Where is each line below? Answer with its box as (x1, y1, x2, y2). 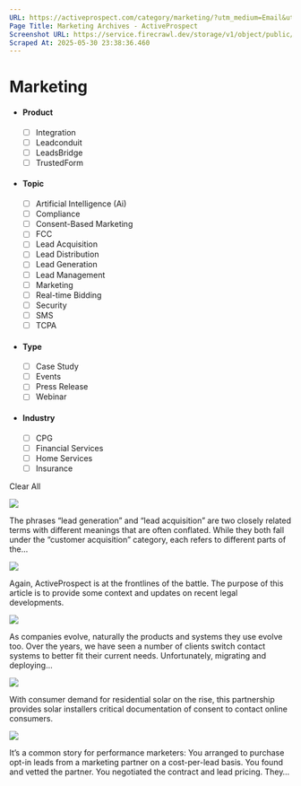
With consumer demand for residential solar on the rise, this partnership (9, 694, 275, 704)
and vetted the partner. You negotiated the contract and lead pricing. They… (9, 766, 290, 777)
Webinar (35, 391, 67, 402)
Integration (35, 127, 76, 137)
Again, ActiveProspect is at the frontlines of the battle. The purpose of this (9, 578, 284, 589)
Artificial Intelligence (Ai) (35, 198, 127, 209)
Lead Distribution (35, 249, 99, 260)
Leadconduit (35, 136, 82, 148)
